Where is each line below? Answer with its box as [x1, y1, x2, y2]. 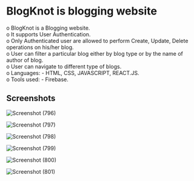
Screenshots [6, 93, 56, 104]
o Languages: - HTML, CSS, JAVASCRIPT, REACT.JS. [6, 69, 139, 76]
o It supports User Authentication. [6, 30, 91, 38]
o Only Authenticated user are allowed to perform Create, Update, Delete [6, 37, 189, 44]
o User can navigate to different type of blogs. [6, 62, 122, 70]
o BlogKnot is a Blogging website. [6, 24, 90, 31]
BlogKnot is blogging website [6, 4, 158, 18]
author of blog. [6, 56, 44, 64]
